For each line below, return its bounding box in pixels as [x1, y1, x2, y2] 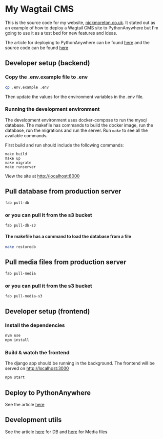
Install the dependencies [5, 322, 65, 329]
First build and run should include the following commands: [5, 142, 124, 148]
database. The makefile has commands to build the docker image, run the [5, 122, 154, 128]
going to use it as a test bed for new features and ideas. [5, 30, 117, 36]
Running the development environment [5, 106, 100, 113]
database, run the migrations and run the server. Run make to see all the [5, 127, 148, 133]
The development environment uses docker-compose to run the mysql [5, 117, 147, 123]
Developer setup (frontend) [5, 307, 90, 316]
